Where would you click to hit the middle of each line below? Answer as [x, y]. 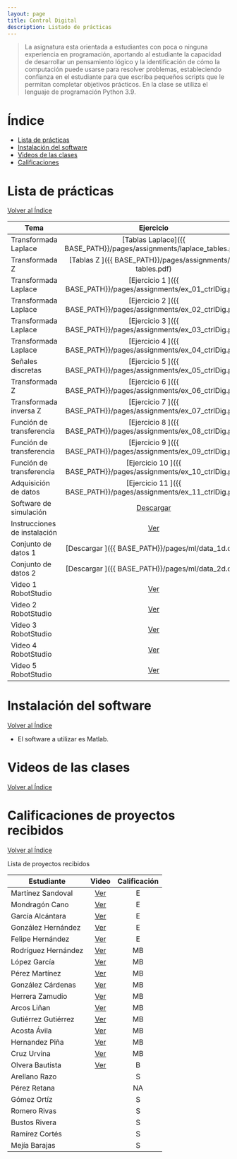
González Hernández [46, 928]
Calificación [138, 881]
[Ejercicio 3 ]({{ [154, 321]
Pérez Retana [33, 1088]
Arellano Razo [34, 1076]
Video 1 [24, 585]
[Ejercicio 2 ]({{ [154, 301]
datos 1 [24, 553]
